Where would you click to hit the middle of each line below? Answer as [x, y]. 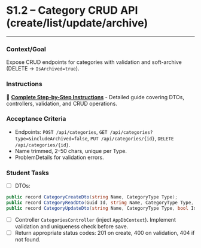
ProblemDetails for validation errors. [60, 157]
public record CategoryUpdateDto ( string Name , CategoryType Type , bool [97, 208]
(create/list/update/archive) [77, 23]
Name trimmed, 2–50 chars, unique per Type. [71, 151]
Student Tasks [28, 173]
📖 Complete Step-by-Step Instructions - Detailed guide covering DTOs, [95, 97]
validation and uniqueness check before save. [71, 226]
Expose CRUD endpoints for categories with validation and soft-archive [94, 62]
